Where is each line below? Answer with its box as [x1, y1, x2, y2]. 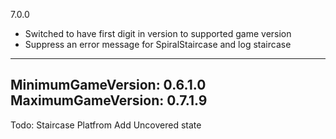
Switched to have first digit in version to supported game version [24, 28, 292, 39]
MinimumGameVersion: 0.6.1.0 [10, 77, 207, 94]
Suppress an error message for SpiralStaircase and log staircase [24, 39, 292, 50]
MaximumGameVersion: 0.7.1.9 [10, 92, 208, 109]
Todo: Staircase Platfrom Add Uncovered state [10, 119, 202, 131]
